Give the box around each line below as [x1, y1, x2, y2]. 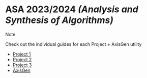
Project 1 [12, 51, 31, 57]
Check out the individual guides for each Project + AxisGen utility [5, 41, 142, 47]
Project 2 [12, 56, 32, 62]
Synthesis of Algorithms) [5, 14, 113, 26]
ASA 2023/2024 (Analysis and [5, 4, 138, 15]
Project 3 [12, 62, 32, 68]
